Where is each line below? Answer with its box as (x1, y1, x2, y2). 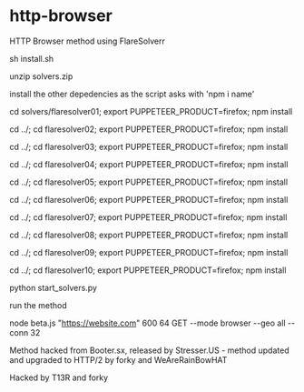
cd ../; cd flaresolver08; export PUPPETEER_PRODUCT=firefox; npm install (9, 229, 289, 240)
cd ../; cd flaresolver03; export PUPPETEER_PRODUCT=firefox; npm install (9, 141, 289, 152)
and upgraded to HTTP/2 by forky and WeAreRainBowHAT (9, 354, 228, 365)
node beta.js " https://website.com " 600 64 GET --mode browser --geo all (9, 317, 286, 328)
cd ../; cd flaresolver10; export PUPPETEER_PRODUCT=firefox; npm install (9, 265, 287, 276)
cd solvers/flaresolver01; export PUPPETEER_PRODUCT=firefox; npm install (9, 106, 293, 116)
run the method (9, 299, 67, 310)
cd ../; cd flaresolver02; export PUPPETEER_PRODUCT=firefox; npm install (9, 124, 289, 135)
